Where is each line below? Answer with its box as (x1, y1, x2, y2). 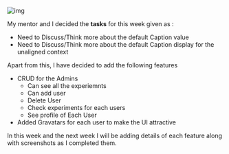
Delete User (27, 96, 62, 104)
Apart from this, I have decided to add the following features (7, 61, 178, 69)
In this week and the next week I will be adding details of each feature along (7, 131, 222, 140)
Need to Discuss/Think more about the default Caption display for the (17, 41, 215, 48)
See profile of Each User (27, 111, 98, 119)
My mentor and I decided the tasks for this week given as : (7, 20, 174, 27)
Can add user (27, 89, 66, 97)
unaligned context (17, 48, 69, 56)
